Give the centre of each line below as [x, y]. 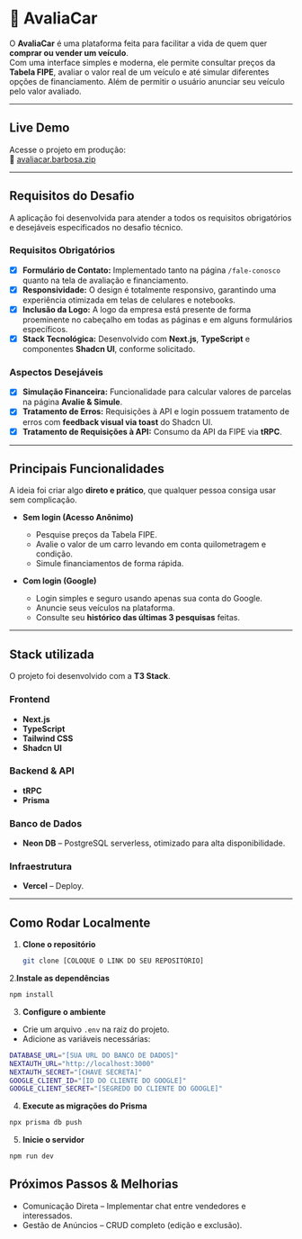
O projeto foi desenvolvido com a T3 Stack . [90, 676]
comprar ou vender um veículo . [69, 52]
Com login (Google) [59, 581]
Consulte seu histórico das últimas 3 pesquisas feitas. [138, 618]
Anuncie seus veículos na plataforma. [105, 608]
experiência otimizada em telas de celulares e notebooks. [129, 300]
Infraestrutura [41, 866]
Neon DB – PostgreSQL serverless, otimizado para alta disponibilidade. [154, 843]
